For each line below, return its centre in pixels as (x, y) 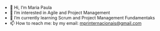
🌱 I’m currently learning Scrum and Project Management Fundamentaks (82, 18)
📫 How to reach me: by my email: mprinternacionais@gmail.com (76, 23)
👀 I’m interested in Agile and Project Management (60, 13)
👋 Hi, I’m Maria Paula (31, 8)
